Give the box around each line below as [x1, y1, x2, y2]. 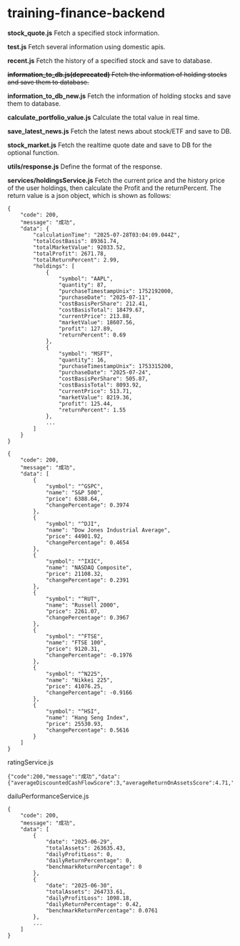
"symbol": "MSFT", [58, 350, 114, 357]
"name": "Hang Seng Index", [45, 714, 130, 721]
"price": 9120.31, [45, 645, 101, 652]
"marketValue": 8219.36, [58, 394, 133, 401]
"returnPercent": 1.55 [58, 406, 126, 414]
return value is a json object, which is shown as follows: [7, 191, 171, 199]
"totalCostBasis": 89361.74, [33, 237, 120, 244]
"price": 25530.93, [45, 720, 104, 727]
